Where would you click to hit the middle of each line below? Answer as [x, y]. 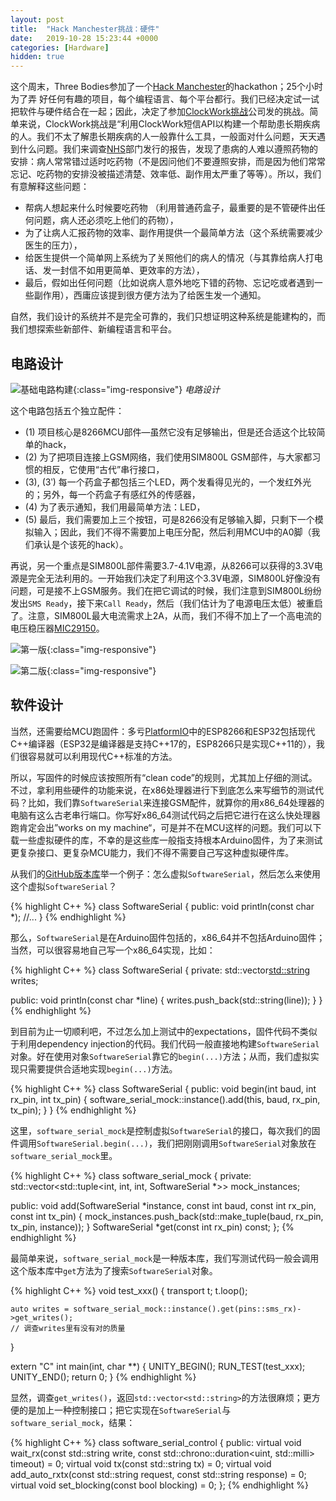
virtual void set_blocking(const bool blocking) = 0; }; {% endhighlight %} [159, 1485]
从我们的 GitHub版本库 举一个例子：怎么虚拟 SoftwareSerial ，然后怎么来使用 [165, 873]
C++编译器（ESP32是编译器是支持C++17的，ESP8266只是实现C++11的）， [163, 743]
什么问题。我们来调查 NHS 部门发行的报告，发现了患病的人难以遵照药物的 [168, 149]
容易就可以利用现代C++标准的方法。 [102, 756]
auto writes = [40, 1309]
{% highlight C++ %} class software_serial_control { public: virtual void [156, 1442]
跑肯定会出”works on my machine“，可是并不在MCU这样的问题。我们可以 [161, 827]
